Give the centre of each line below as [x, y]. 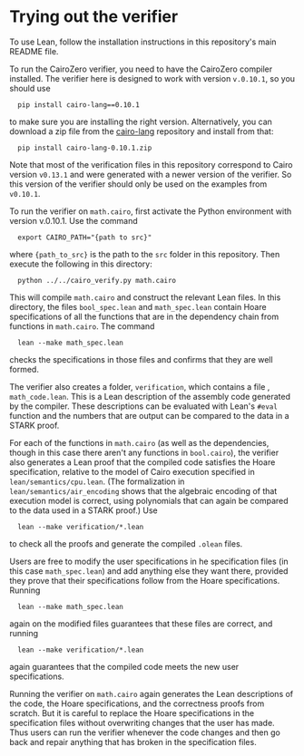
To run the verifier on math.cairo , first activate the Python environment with [151, 211]
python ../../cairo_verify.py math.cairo [97, 280]
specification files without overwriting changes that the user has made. [142, 722]
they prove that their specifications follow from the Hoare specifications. [145, 580]
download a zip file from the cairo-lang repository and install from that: [142, 131]
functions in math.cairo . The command [82, 326]
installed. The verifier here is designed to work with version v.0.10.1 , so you [152, 78]
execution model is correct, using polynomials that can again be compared [149, 500]
